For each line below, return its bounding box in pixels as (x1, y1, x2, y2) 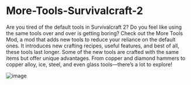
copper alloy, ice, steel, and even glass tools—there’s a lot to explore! (6, 60, 172, 68)
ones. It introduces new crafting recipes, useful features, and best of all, (6, 42, 179, 49)
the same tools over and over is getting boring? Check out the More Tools (6, 29, 183, 36)
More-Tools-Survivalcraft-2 (6, 4, 143, 18)
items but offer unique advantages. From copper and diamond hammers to (6, 55, 186, 62)
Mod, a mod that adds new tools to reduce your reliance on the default (6, 36, 176, 43)
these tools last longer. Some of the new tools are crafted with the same (6, 48, 179, 55)
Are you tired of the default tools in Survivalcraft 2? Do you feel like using (6, 23, 182, 30)
